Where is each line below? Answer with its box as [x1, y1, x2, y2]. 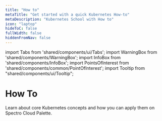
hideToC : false [5, 26, 37, 31]
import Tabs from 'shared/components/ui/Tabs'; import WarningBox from [5, 49, 157, 55]
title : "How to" [5, 7, 39, 13]
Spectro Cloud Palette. [5, 110, 52, 116]
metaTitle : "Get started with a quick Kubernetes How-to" [5, 12, 130, 17]
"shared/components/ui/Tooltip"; [5, 70, 74, 76]
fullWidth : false [5, 31, 42, 36]
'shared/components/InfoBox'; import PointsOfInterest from [5, 60, 130, 66]
